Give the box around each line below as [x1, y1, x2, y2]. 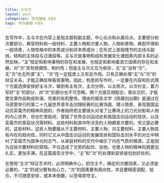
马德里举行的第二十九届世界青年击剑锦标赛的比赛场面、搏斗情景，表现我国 [5, 102, 155, 108]
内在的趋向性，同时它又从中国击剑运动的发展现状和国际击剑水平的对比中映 [9, 132, 159, 138]
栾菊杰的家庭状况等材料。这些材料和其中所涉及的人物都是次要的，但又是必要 [5, 120, 159, 126]
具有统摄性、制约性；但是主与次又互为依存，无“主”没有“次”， [26, 65, 149, 71]
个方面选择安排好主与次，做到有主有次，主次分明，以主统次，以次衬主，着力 [5, 83, 159, 89]
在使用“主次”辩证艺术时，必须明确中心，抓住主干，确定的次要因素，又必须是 [5, 161, 159, 166]
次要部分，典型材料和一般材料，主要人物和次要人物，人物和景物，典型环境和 [5, 41, 159, 47]
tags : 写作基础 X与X [5, 20, 43, 26]
